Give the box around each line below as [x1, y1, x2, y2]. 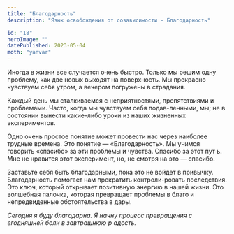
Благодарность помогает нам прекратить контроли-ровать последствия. [7, 175, 227, 184]
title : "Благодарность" [7, 10, 77, 17]
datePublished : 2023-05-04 [7, 43, 86, 50]
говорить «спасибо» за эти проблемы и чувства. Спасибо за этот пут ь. [7, 147, 222, 155]
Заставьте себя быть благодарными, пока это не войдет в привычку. [7, 168, 214, 176]
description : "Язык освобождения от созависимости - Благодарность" [7, 17, 211, 24]
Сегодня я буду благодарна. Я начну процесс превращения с [7, 211, 193, 219]
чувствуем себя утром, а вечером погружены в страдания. [7, 83, 186, 91]
